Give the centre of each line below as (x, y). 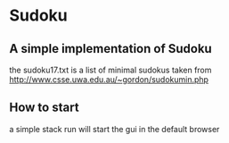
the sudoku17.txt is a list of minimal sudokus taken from (110, 70)
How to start (44, 108)
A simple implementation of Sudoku (110, 49)
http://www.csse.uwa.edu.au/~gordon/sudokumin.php (109, 80)
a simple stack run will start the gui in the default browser (114, 129)
